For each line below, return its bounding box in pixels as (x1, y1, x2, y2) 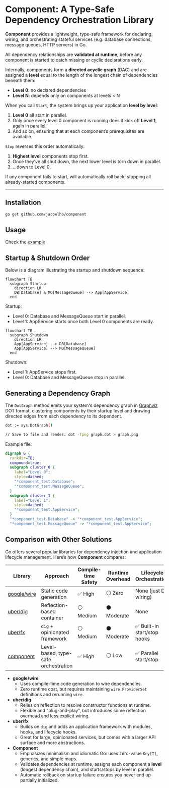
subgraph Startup (10, 281, 46, 286)
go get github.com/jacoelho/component (5, 212, 87, 217)
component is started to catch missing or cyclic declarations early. (5, 57, 143, 63)
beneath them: (5, 77, 36, 83)
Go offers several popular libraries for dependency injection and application (5, 549, 162, 555)
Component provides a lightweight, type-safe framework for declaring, (5, 31, 153, 37)
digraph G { (5, 451, 30, 456)
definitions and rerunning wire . (20, 691, 84, 697)
